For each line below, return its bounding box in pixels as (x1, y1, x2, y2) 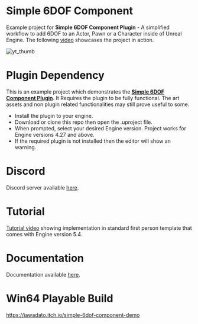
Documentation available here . (6, 271, 81, 278)
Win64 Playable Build (6, 291, 113, 305)
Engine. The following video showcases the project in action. (6, 36, 154, 43)
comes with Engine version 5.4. (6, 230, 83, 238)
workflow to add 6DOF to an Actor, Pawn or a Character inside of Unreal (6, 30, 182, 37)
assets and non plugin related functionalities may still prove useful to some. (6, 101, 190, 108)
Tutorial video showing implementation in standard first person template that (6, 224, 192, 232)
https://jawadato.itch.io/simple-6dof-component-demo (6, 311, 140, 318)
